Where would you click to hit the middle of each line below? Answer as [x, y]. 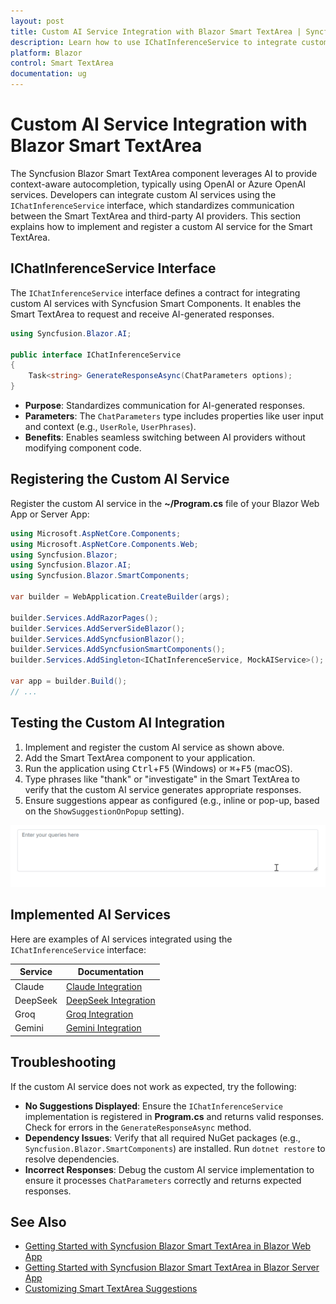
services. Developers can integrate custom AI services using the [143, 194]
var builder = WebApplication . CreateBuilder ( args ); [120, 597]
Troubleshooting [63, 1062]
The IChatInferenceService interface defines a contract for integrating [155, 292]
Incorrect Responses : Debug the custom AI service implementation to [169, 1169]
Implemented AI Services [91, 915]
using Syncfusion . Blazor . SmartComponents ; [100, 576]
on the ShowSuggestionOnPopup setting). [104, 811]
